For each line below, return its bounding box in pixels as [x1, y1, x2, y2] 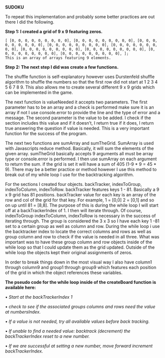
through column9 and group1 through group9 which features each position [5, 265, 157, 270]
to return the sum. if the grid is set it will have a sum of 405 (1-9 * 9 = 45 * [5, 161, 157, 167]
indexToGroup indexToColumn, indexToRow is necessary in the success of [5, 213, 156, 219]
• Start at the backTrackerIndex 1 [5, 294, 73, 300]
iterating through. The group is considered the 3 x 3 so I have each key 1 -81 [5, 218, 160, 224]
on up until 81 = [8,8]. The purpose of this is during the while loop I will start [5, 202, 159, 208]
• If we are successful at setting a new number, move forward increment [5, 343, 153, 349]
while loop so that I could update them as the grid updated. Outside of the [5, 244, 155, 250]
